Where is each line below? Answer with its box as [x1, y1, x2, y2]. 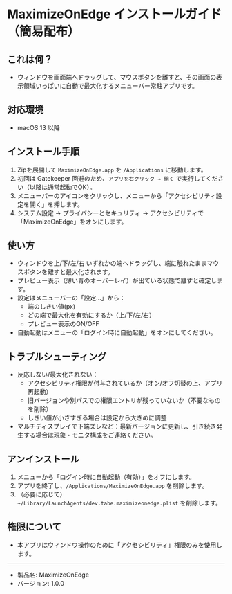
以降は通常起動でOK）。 [29, 183, 96, 191]
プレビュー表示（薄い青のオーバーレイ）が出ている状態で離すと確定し [17, 276, 217, 285]
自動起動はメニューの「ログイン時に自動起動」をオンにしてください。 [17, 328, 217, 336]
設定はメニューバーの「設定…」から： [17, 294, 126, 302]
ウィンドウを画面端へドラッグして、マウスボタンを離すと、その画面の [17, 73, 217, 81]
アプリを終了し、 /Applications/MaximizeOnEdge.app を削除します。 [17, 482, 209, 490]
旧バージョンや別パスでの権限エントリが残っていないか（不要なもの [27, 396, 221, 405]
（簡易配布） [7, 24, 81, 39]
